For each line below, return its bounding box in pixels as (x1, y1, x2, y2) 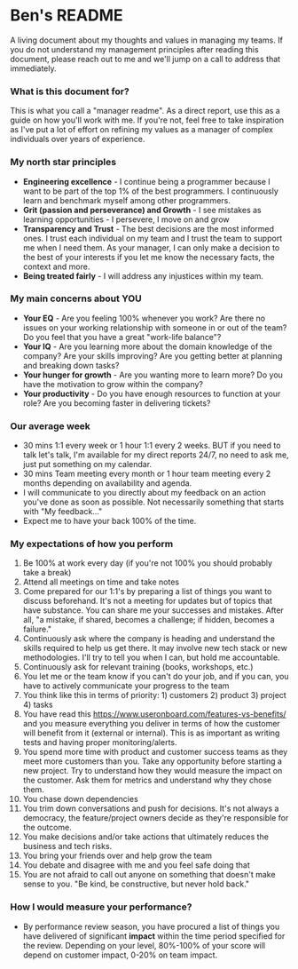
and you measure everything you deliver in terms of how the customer (22, 719, 280, 729)
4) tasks (22, 699, 53, 711)
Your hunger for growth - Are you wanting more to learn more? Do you (22, 369, 283, 380)
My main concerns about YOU (10, 292, 142, 305)
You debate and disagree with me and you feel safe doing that (22, 860, 251, 870)
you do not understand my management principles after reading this (10, 44, 260, 54)
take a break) (22, 568, 72, 578)
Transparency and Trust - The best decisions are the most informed (22, 223, 274, 234)
